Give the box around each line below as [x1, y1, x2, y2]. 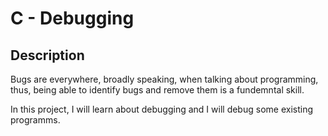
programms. [10, 114, 61, 126]
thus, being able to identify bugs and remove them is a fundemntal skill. [10, 84, 305, 96]
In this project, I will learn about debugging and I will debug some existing [10, 103, 313, 115]
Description [10, 47, 85, 64]
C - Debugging [10, 7, 135, 30]
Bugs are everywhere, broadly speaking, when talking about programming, [10, 73, 319, 85]
